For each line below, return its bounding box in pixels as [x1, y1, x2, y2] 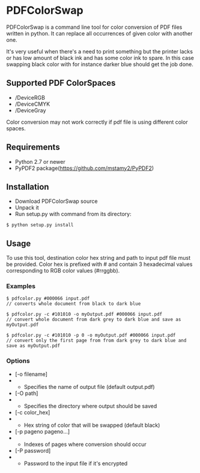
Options [6, 357, 30, 365]
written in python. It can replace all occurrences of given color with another [6, 29, 193, 37]
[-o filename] [14, 370, 48, 378]
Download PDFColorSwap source [14, 197, 98, 205]
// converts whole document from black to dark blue [6, 301, 141, 307]
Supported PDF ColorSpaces [6, 78, 116, 88]
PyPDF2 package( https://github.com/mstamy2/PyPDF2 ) [14, 164, 154, 172]
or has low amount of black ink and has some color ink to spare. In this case [6, 54, 194, 61]
